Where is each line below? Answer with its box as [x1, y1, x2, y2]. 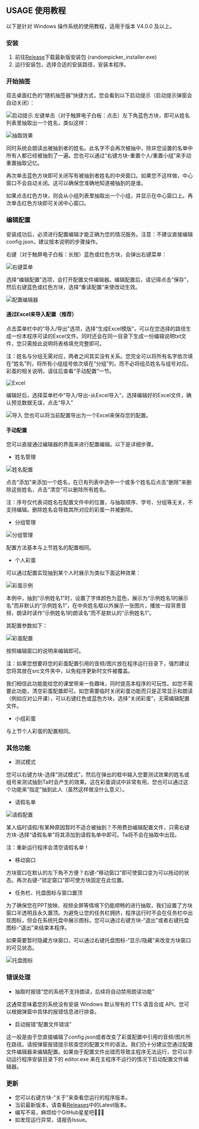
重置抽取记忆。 [6, 159, 43, 166]
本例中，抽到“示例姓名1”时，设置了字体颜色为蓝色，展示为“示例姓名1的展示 [6, 595, 188, 602]
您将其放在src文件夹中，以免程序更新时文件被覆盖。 [6, 668, 133, 675]
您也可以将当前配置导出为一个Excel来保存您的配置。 [23, 411, 152, 419]
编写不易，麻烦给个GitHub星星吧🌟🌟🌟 [14, 1109, 105, 1116]
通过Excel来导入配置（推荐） [6, 311, 77, 318]
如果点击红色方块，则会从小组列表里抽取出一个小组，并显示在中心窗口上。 [6, 192, 188, 199]
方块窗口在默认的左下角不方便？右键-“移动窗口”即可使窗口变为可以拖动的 [6, 869, 184, 876]
